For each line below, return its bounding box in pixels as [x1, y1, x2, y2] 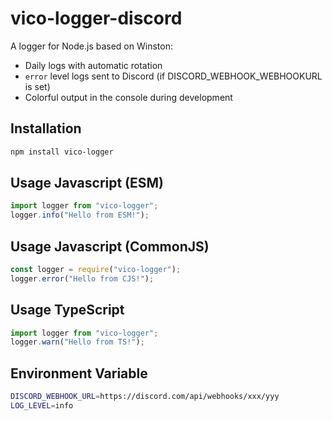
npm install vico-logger [10, 147, 114, 157]
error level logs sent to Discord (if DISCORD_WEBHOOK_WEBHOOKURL [24, 70, 323, 82]
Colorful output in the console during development [24, 91, 233, 103]
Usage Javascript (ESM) [10, 175, 165, 192]
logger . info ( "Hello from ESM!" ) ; [10, 210, 150, 221]
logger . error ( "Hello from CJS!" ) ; [10, 273, 155, 284]
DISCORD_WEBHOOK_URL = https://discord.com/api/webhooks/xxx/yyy [10, 392, 280, 402]
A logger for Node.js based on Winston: [10, 40, 173, 52]
